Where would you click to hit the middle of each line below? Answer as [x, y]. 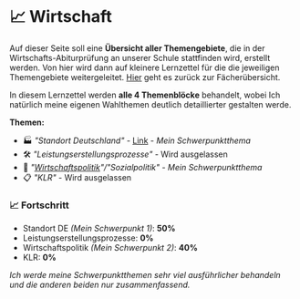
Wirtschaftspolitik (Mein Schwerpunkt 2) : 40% [110, 248]
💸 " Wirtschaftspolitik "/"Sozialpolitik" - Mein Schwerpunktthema [142, 167]
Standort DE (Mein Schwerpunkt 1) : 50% [99, 229]
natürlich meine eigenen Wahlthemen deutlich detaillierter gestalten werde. [150, 104]
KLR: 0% [39, 258]
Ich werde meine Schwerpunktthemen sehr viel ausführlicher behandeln [145, 275]
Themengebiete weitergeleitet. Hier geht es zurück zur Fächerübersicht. [145, 77]
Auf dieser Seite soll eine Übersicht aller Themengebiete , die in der [138, 48]
